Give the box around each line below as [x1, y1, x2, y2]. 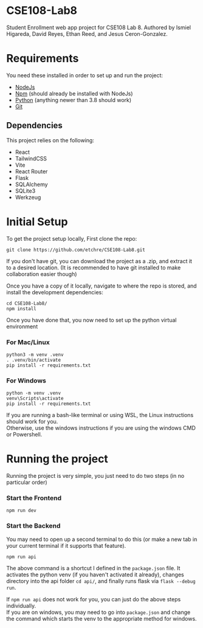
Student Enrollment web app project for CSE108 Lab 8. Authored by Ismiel [6, 24, 191, 31]
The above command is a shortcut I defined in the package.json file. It [6, 564, 181, 571]
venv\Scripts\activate [6, 396, 64, 402]
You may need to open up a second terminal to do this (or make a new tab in [6, 536, 198, 543]
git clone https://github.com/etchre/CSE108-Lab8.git [6, 247, 146, 253]
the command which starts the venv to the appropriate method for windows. [6, 615, 197, 622]
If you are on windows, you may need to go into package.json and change [6, 609, 191, 616]
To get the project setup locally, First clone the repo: [6, 235, 137, 242]
